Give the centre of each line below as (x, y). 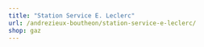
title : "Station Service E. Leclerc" (72, 16)
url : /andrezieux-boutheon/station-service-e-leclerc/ (102, 23)
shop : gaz (25, 30)
